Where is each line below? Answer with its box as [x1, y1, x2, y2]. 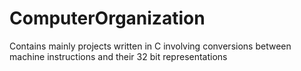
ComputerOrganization [9, 7, 206, 30]
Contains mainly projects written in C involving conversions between [9, 40, 292, 52]
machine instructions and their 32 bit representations [9, 50, 228, 62]
